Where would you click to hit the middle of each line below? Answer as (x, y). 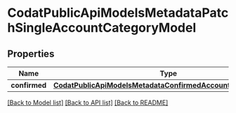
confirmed (29, 85)
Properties (31, 54)
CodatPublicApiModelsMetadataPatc (118, 13)
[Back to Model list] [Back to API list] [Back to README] (88, 102)
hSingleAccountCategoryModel (102, 28)
